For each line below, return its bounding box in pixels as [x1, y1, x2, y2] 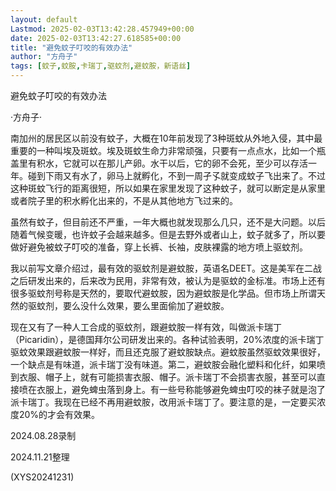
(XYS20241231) [10, 471, 75, 483]
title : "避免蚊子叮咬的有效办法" [10, 42, 133, 53]
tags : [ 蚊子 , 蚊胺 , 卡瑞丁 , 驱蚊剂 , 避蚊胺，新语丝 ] [10, 61, 192, 71]
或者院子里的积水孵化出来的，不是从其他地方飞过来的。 [10, 195, 238, 206]
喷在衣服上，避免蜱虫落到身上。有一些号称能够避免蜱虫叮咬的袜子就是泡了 [18, 384, 326, 395]
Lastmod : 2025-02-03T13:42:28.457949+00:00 [10, 24, 195, 34]
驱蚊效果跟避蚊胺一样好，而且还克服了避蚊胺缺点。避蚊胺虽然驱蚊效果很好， [10, 346, 326, 358]
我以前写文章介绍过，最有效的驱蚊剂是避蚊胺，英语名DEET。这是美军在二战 [10, 262, 322, 274]
